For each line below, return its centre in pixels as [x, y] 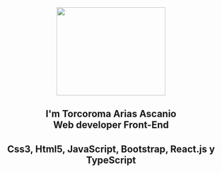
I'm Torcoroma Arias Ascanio [111, 114]
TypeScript [111, 160]
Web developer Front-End [111, 125]
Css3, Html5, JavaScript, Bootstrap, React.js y [111, 149]
